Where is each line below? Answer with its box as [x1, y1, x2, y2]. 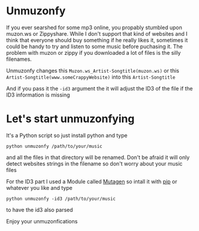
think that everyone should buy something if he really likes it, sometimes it [6, 36, 188, 43]
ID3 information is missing [6, 91, 70, 98]
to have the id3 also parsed [6, 206, 73, 213]
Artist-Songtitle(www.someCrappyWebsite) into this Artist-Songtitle [6, 73, 176, 80]
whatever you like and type [6, 184, 73, 191]
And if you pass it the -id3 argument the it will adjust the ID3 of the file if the [6, 85, 193, 92]
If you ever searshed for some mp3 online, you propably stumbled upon [6, 24, 183, 31]
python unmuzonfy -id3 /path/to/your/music [6, 195, 116, 202]
